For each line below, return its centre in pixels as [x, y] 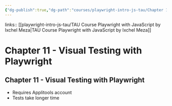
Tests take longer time [36, 98]
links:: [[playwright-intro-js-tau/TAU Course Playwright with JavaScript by [83, 24]
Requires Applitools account [42, 92]
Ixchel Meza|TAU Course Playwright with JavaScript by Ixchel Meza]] [78, 30]
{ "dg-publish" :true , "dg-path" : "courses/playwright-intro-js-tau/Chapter [84, 10]
